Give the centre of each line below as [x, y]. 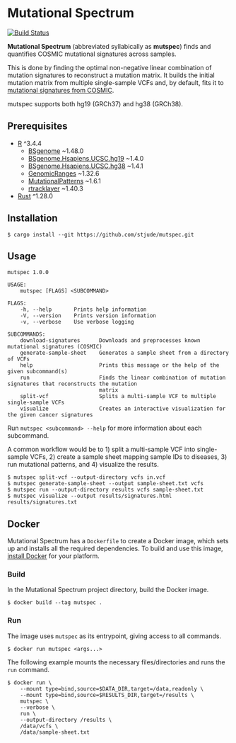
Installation [33, 219]
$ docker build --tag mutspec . [55, 603]
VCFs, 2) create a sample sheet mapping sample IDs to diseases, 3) [129, 457]
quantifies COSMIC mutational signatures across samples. [92, 54]
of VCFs [19, 359]
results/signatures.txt [42, 502]
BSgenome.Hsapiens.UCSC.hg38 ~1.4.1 [85, 166]
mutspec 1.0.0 [28, 273]
